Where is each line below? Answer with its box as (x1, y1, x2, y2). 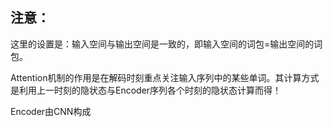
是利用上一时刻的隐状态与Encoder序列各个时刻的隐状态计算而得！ (10, 84, 282, 96)
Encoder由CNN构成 (10, 105, 92, 117)
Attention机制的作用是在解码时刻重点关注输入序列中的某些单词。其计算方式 (10, 71, 320, 83)
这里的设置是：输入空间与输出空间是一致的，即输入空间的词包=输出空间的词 (10, 38, 323, 50)
